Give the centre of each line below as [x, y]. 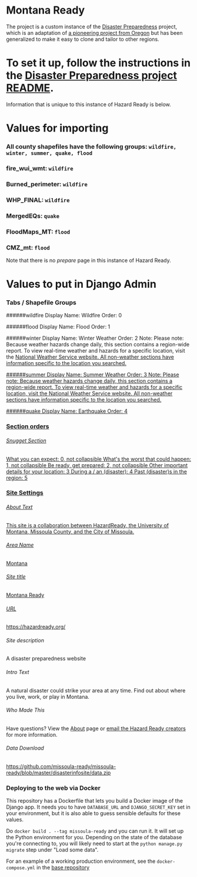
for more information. [32, 734]
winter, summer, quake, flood [49, 153]
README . [30, 88]
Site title [16, 577]
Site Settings [25, 493]
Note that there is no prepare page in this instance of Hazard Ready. [89, 260]
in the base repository [63, 868]
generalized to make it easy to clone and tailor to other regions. [83, 39]
